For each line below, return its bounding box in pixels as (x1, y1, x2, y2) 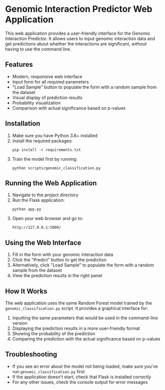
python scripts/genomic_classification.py (12, 166, 101, 171)
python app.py (12, 207, 41, 212)
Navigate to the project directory (12, 192, 79, 198)
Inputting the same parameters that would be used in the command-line (12, 315, 158, 321)
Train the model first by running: (12, 156, 78, 162)
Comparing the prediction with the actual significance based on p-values (12, 336, 161, 342)
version (12, 320, 28, 326)
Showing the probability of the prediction (12, 331, 96, 337)
